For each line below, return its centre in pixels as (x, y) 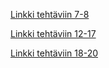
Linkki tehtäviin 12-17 (53, 33)
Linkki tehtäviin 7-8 (50, 14)
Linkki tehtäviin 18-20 (54, 53)
